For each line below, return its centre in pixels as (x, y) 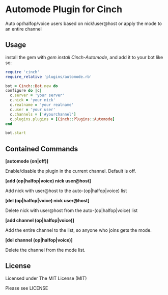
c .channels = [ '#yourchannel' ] (43, 114)
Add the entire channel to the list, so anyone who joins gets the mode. (78, 230)
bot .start (16, 133)
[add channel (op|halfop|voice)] (40, 221)
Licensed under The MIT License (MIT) (46, 278)
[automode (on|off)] (27, 161)
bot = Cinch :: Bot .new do (32, 86)
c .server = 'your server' (37, 95)
